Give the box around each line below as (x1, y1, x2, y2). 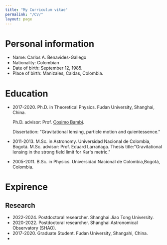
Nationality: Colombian (12, 60, 59, 66)
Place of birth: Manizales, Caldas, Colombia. (12, 70, 104, 76)
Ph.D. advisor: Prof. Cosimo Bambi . (12, 119, 85, 125)
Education (5, 88, 48, 99)
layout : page (5, 16, 32, 21)
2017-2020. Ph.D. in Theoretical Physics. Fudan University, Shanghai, (12, 104, 155, 110)
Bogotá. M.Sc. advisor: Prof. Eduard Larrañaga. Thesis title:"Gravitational (12, 144, 162, 150)
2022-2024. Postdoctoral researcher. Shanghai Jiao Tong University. (12, 215, 154, 221)
